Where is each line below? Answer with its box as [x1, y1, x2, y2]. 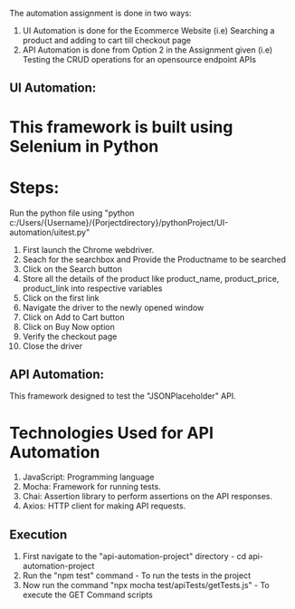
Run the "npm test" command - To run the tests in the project [22, 570, 252, 581]
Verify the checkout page [22, 331, 118, 342]
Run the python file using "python [9, 208, 135, 218]
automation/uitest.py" [9, 227, 90, 237]
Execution [9, 527, 68, 542]
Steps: [9, 177, 60, 198]
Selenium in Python [9, 136, 159, 157]
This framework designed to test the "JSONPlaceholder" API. [9, 391, 237, 401]
